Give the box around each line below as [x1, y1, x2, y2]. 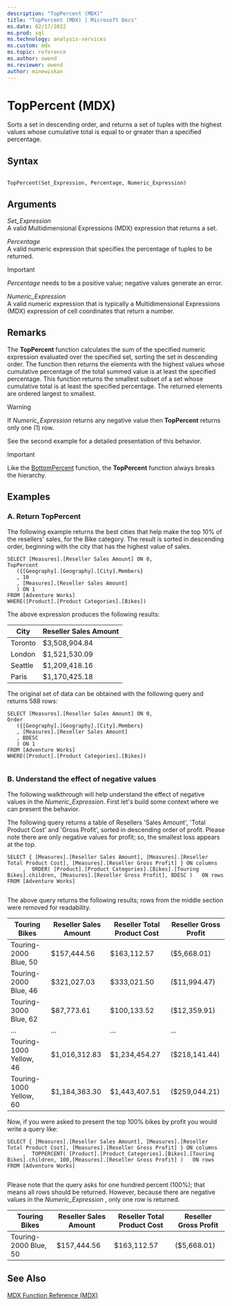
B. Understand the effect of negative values [7, 775, 157, 784]
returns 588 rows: [7, 697, 58, 705]
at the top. [7, 840, 37, 849]
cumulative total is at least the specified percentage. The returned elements [7, 381, 223, 390]
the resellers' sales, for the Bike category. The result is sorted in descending [7, 535, 224, 543]
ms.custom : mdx [7, 42, 51, 49]
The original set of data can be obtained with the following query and [7, 689, 204, 698]
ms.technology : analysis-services [7, 36, 107, 43]
